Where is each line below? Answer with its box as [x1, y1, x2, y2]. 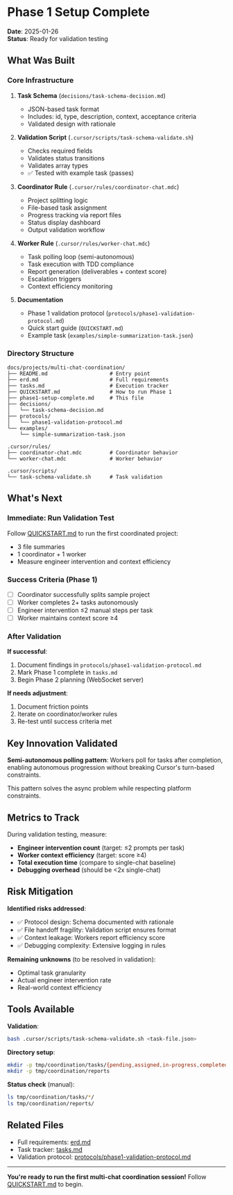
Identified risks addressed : [7, 904, 87, 912]
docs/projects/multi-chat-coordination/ [7, 364, 126, 371]
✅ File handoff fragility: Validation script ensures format [17, 925, 177, 934]
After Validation [7, 632, 62, 641]
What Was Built [7, 55, 75, 67]
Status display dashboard [27, 218, 101, 226]
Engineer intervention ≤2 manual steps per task [17, 606, 153, 615]
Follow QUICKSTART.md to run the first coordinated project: [7, 529, 179, 537]
